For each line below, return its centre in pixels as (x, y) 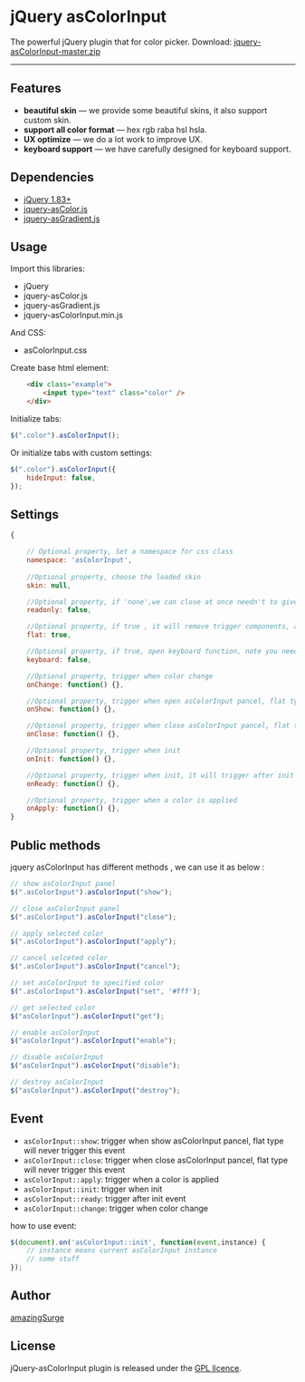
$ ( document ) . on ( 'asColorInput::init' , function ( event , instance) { (138, 1242)
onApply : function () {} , (73, 809)
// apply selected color (57, 933)
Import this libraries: (48, 268)
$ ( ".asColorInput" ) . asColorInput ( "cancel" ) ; (95, 967)
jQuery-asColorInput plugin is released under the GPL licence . (126, 1367)
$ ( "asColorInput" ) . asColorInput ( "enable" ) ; (94, 1041)
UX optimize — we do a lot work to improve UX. (113, 139)
